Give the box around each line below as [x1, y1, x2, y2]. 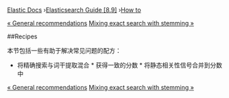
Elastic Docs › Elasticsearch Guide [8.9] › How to [7, 6, 142, 14]
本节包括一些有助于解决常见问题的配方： [7, 47, 121, 54]
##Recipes [7, 32, 38, 40]
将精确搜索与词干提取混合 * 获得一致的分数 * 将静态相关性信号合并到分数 [16, 61, 223, 69]
